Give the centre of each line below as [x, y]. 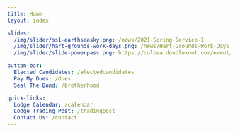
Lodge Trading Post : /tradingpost [64, 111]
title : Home [25, 14]
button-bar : [25, 66]
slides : [19, 33]
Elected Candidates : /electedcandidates [74, 72]
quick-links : [27, 98]
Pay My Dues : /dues [42, 78]
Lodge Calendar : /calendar [53, 104]
